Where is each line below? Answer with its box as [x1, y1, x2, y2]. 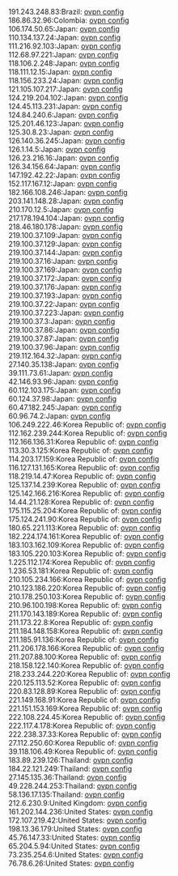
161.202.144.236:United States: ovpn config [8, 807, 154, 816]
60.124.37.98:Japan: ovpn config [8, 394, 117, 403]
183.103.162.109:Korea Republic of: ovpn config [8, 540, 164, 550]
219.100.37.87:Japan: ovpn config [8, 334, 119, 343]
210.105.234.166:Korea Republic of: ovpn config [8, 575, 167, 584]
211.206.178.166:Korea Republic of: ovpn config [8, 644, 164, 653]
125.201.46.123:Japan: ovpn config [8, 119, 124, 128]
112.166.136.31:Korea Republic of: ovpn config [8, 437, 159, 446]
